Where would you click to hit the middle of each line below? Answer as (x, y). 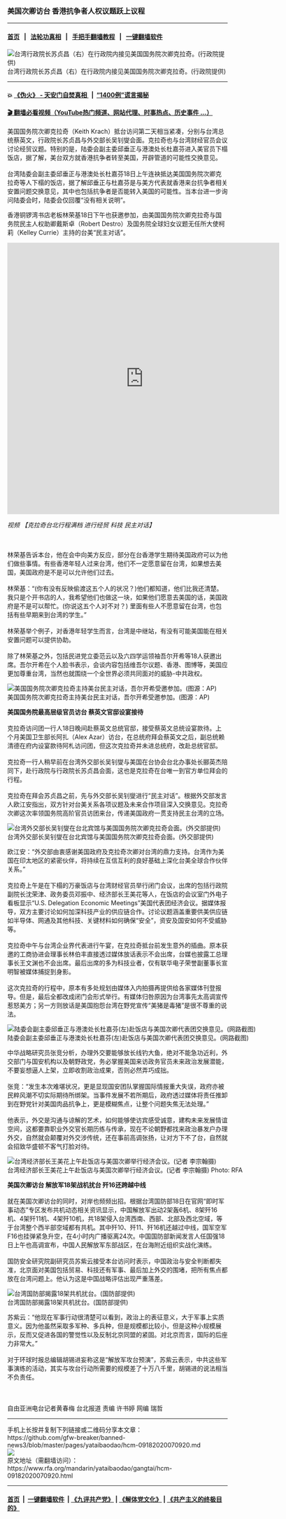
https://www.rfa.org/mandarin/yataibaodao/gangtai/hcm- (90, 1469)
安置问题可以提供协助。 (41, 640)
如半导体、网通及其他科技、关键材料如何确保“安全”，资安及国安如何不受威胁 (117, 921)
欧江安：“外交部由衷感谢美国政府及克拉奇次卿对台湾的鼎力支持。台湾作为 (113, 852)
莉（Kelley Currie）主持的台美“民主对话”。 (68, 233)
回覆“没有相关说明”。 (99, 200)
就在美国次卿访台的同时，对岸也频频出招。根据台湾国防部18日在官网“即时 (113, 1201)
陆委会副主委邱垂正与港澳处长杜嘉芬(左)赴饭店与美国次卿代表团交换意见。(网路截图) (128, 1038)
